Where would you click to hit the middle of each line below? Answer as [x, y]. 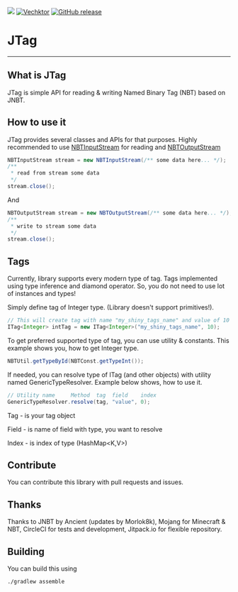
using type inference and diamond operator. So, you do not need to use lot [116, 286]
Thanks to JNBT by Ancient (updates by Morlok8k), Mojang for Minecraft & [117, 522]
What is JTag [37, 76]
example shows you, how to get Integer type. [73, 348]
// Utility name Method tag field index [82, 395]
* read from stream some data [55, 173]
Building [26, 551]
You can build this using [42, 569]
